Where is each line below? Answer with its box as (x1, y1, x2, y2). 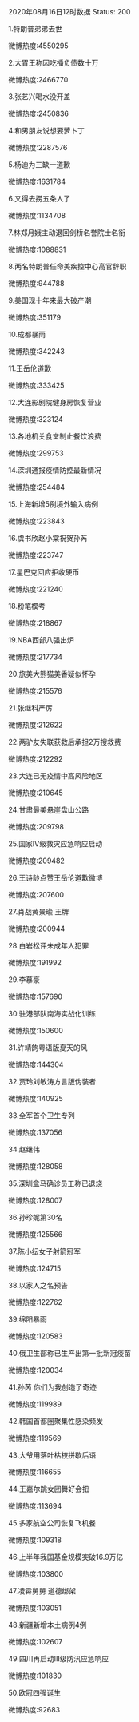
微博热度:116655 (8, 1467, 62, 1477)
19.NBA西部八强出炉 (8, 635, 74, 645)
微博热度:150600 (8, 1026, 64, 1035)
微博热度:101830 (8, 1671, 62, 1680)
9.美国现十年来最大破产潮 (8, 296, 92, 305)
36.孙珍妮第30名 (8, 1213, 63, 1222)
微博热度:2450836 (8, 109, 69, 118)
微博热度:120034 (8, 1366, 64, 1374)
